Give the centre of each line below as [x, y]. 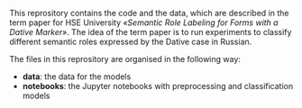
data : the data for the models [77, 76]
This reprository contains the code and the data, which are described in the [149, 13]
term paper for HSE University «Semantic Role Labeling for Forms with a [144, 22]
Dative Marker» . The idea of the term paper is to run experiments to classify [151, 32]
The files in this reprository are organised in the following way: [125, 59]
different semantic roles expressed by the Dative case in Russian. [131, 41]
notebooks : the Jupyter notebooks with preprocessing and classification [158, 86]
